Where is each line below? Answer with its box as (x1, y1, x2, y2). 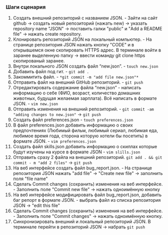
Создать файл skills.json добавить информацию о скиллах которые (13, 144, 157, 150)
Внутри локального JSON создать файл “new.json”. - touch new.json (13, 63, 158, 69)
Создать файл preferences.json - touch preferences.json (13, 117, 134, 123)
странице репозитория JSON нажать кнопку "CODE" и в (13, 42, 135, 48)
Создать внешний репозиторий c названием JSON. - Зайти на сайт (13, 15, 158, 21)
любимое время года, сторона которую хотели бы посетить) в (13, 133, 148, 139)
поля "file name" (13, 175, 48, 182)
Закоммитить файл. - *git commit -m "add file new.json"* (13, 74, 139, 80)
